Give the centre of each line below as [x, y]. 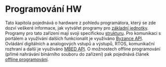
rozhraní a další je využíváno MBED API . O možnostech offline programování [83, 49]
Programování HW [43, 9]
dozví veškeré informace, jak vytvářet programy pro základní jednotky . [77, 28]
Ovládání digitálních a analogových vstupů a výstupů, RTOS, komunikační [80, 43]
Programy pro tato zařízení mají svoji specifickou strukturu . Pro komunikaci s [83, 33]
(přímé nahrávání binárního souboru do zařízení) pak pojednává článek [77, 54]
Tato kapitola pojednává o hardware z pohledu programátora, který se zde [81, 23]
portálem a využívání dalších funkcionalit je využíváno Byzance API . [74, 38]
